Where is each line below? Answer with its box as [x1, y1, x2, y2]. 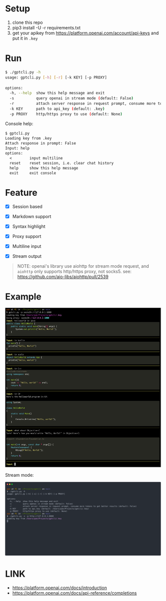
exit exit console [9, 170, 56, 175]
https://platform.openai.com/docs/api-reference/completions [12, 590, 137, 596]
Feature [5, 187, 38, 198]
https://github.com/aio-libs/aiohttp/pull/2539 [17, 274, 109, 280]
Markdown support [12, 213, 51, 219]
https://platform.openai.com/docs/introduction [12, 585, 107, 591]
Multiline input [12, 243, 41, 249]
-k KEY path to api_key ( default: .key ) [9, 106, 105, 111]
